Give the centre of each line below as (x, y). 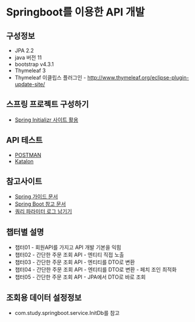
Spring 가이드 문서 (36, 197)
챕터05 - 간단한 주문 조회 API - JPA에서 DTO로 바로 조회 (80, 277)
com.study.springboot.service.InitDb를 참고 (67, 313)
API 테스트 (25, 140)
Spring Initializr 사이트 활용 (47, 120)
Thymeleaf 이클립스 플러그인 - (50, 77)
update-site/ (30, 84)
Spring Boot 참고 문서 (40, 204)
